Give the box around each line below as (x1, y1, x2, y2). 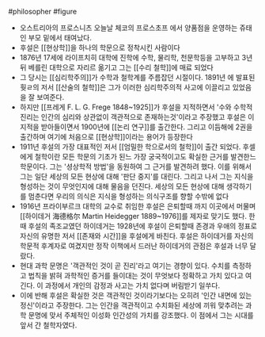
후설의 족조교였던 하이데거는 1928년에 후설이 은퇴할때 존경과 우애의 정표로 (28, 221, 257, 231)
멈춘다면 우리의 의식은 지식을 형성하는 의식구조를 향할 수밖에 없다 (28, 192, 229, 201)
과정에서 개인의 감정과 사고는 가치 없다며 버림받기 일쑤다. (44, 281, 220, 290)
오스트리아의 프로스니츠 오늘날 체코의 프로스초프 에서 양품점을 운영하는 (19, 23, 238, 33)
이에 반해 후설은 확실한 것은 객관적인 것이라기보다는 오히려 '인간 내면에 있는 (19, 291, 252, 300)
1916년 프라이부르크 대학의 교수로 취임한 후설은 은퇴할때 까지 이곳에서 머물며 (19, 201, 256, 211)
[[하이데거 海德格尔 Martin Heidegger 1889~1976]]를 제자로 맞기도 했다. (19, 212, 248, 220)
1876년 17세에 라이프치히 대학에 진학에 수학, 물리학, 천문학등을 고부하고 (19, 53, 240, 62)
